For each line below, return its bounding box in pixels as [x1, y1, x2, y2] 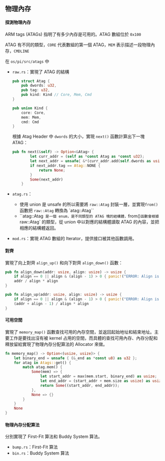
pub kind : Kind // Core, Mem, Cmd [21, 92, 92, 97]
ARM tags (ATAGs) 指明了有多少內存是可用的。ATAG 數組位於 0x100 [5, 31, 141, 37]
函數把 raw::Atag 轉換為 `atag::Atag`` [19, 208, 94, 214]
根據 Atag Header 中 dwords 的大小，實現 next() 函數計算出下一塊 [12, 133, 145, 139]
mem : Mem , [21, 115, 41, 120]
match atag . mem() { [23, 365, 63, 370]
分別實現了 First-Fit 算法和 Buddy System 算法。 [5, 433, 103, 439]
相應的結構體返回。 [19, 225, 59, 231]
